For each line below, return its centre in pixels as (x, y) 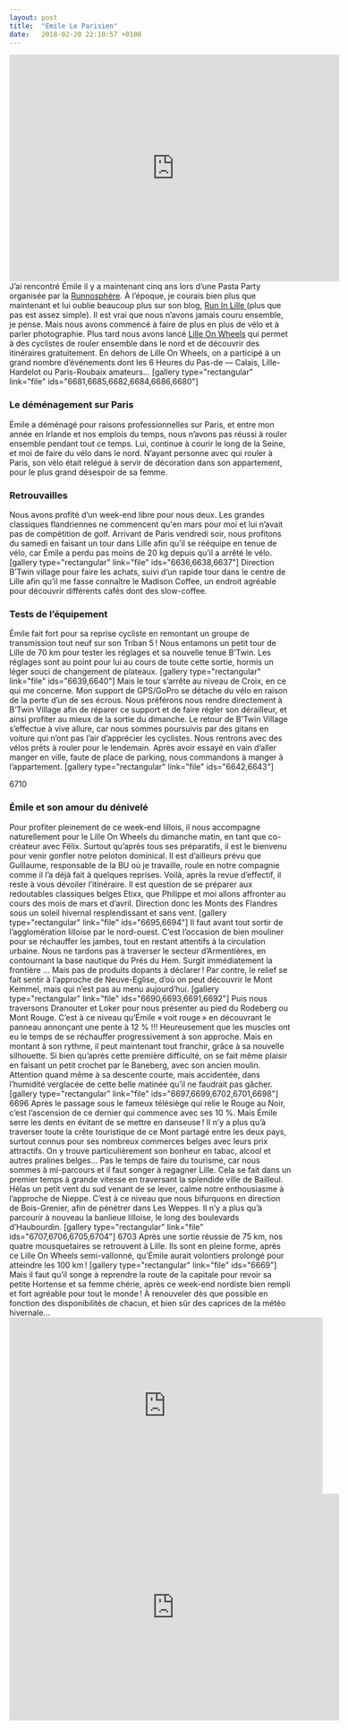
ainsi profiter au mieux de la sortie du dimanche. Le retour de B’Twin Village (149, 719)
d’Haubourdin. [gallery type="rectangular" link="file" (106, 1226)
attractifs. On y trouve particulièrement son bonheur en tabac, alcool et (140, 1150)
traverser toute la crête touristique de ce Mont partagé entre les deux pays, (148, 1132)
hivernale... (30, 1313)
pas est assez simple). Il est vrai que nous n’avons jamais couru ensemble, (146, 315)
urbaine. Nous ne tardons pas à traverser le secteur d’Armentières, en (138, 951)
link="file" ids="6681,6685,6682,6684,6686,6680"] (104, 382)
